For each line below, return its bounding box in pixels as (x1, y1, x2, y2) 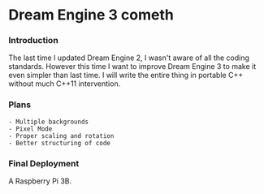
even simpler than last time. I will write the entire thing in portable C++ (8, 71, 244, 80)
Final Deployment (8, 157, 80, 169)
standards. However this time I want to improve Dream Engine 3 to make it (8, 62, 257, 71)
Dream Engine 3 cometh (8, 6, 175, 24)
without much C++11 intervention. (8, 79, 121, 88)
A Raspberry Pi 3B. (8, 176, 71, 186)
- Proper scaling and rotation (8, 131, 115, 140)
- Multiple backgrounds (8, 118, 89, 126)
